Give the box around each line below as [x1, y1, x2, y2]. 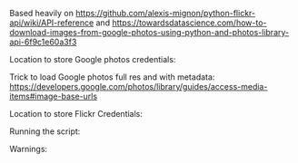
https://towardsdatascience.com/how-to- [112, 17, 267, 28]
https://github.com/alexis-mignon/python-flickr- [75, 8, 256, 18]
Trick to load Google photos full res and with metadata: [9, 72, 215, 82]
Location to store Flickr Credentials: [9, 109, 144, 119]
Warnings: [9, 144, 48, 154]
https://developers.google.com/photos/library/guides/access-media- [9, 81, 268, 91]
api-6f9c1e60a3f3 [9, 36, 77, 47]
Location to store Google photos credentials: [9, 54, 176, 64]
